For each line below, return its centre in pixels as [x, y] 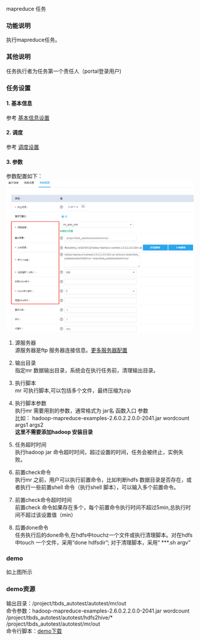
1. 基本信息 [19, 103]
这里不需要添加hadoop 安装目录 [54, 432]
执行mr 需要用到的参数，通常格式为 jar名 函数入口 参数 [82, 411]
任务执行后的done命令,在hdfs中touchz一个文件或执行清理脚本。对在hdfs [104, 535]
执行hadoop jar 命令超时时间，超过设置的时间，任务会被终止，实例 [96, 452]
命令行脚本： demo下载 [34, 631]
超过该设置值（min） [51, 515]
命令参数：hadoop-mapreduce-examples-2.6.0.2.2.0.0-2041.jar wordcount [98, 611]
